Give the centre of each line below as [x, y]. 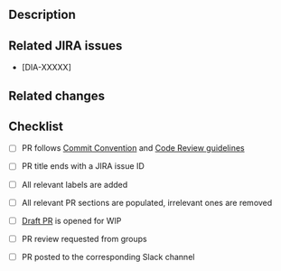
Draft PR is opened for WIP [71, 220]
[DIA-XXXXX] [46, 68]
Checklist [36, 126]
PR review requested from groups [84, 238]
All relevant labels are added [75, 184]
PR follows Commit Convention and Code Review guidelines [133, 148]
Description [42, 15]
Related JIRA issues [66, 46]
